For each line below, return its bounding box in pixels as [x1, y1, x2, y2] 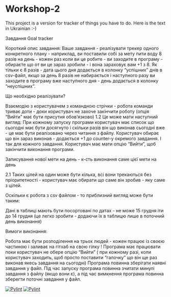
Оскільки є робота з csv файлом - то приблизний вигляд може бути [5, 192, 153, 198]
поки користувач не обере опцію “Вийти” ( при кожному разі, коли [5, 249, 152, 255]
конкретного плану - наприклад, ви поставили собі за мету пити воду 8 [5, 51, 162, 57]
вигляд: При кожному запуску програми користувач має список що [5, 119, 155, 125]
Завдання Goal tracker [5, 35, 54, 41]
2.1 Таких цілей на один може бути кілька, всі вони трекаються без [5, 171, 152, 178]
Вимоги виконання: [5, 228, 47, 234]
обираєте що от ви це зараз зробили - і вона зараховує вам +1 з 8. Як [5, 61, 157, 67]
